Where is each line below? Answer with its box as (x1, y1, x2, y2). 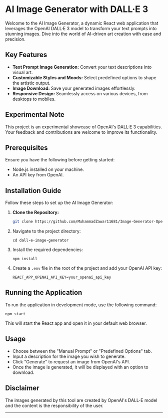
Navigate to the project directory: (12, 228, 81, 234)
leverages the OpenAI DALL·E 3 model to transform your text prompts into (5, 25, 157, 31)
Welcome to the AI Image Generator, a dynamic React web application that (5, 20, 158, 26)
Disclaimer (5, 384, 39, 392)
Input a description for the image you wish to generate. (12, 353, 126, 359)
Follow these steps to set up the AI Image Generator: (5, 199, 113, 206)
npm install (12, 257, 37, 262)
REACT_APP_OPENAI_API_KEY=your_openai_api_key (12, 275, 111, 280)
